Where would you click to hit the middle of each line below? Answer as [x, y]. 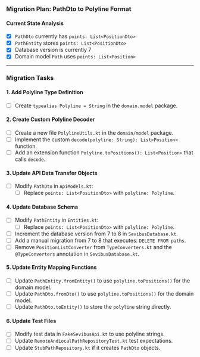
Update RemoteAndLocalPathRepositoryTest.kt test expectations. [94, 341]
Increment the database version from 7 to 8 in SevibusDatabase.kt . [96, 234]
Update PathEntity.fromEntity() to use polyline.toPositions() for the [102, 281]
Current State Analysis [35, 23]
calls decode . [30, 159]
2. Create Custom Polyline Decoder [51, 119]
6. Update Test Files [31, 321]
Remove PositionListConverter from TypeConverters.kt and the [93, 247]
